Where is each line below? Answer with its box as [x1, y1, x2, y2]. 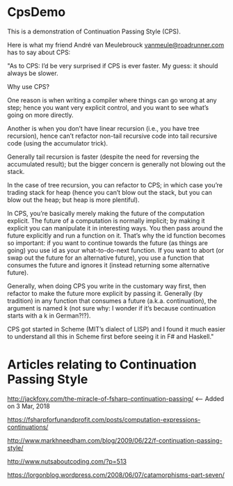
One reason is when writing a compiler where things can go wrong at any [7, 95, 217, 104]
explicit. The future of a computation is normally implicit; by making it [7, 217, 205, 225]
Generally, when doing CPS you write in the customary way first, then [7, 281, 207, 290]
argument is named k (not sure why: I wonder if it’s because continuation [7, 304, 216, 312]
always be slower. [7, 69, 58, 77]
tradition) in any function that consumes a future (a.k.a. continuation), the [7, 297, 217, 305]
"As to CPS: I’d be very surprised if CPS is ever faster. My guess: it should [7, 61, 218, 70]
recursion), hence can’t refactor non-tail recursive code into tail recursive [7, 132, 218, 140]
